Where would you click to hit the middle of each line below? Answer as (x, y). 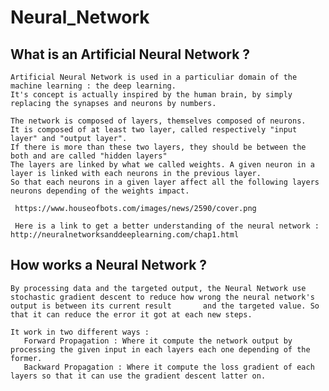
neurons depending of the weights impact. (100, 191)
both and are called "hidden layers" (89, 156)
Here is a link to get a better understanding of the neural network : (167, 226)
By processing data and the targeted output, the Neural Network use (158, 288)
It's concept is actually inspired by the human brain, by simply (151, 95)
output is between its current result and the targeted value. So (165, 306)
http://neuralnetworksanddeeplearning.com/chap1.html (125, 235)
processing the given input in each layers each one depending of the (160, 349)
